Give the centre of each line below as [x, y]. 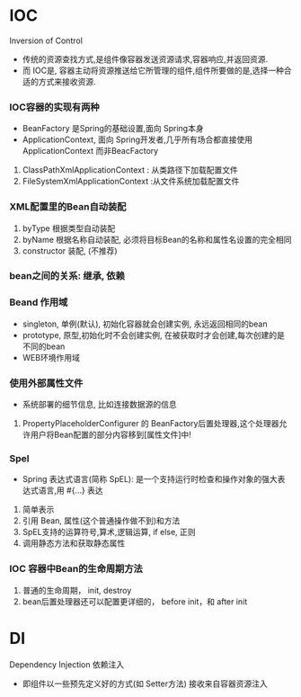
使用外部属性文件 [46, 383]
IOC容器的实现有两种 [55, 107]
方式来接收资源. [67, 81]
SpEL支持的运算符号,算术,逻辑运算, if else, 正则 [109, 532]
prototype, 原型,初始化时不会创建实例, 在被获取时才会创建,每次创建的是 [154, 335]
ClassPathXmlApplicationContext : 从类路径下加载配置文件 [130, 170]
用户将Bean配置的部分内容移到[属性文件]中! [111, 435]
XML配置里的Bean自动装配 [68, 207]
